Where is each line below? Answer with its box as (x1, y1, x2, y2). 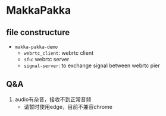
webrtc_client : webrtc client (23, 49, 94, 57)
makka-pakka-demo (14, 44, 58, 50)
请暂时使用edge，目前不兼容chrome (23, 103, 113, 110)
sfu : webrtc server (23, 56, 70, 62)
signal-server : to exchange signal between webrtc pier (23, 62, 160, 69)
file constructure (6, 27, 70, 37)
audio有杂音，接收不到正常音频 (14, 96, 92, 103)
